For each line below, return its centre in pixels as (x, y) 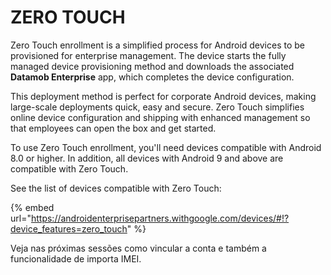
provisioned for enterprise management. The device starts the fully (148, 55)
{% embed (32, 207)
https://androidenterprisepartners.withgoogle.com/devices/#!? (160, 218)
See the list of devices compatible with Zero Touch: (116, 188)
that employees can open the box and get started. (113, 128)
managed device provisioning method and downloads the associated (152, 66)
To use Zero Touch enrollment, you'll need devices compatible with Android (166, 147)
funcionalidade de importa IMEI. (76, 258)
